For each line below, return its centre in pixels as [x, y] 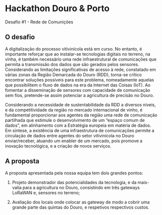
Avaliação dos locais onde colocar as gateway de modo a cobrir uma [81, 202]
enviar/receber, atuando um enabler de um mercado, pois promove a [74, 141]
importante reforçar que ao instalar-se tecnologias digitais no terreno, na [78, 54]
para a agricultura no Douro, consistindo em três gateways [81, 187]
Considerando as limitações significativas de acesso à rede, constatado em [81, 69]
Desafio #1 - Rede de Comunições [39, 22]
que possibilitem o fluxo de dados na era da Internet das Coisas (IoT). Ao [78, 85]
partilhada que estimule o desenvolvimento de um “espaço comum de [75, 120]
